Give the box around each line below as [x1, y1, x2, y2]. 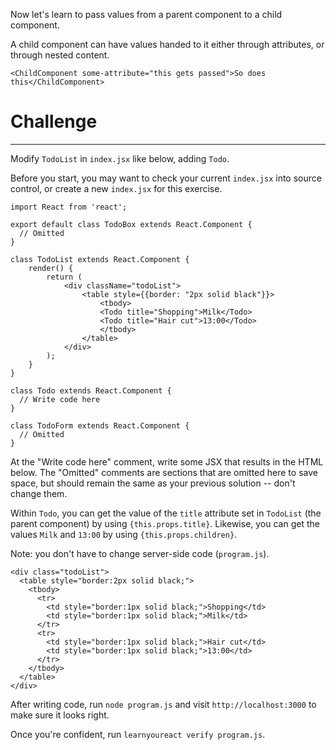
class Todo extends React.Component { [10, 385, 172, 396]
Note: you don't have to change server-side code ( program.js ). [10, 547, 270, 559]
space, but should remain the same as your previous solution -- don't [10, 477, 296, 489]
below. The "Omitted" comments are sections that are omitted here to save [10, 466, 318, 478]
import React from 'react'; [10, 202, 128, 212]
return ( [46, 272, 83, 282]
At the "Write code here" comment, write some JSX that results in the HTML [10, 455, 324, 468]
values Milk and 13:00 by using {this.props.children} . [10, 528, 238, 540]
